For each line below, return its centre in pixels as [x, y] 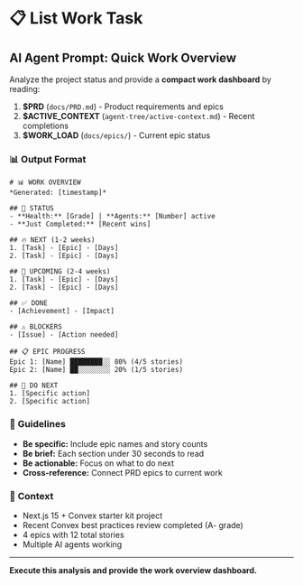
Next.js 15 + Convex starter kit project [92, 515]
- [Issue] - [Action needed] [64, 335]
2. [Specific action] [50, 402]
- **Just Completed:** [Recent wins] [80, 224]
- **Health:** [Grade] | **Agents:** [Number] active [113, 217]
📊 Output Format [48, 159]
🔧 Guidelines [37, 424]
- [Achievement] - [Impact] [62, 311]
